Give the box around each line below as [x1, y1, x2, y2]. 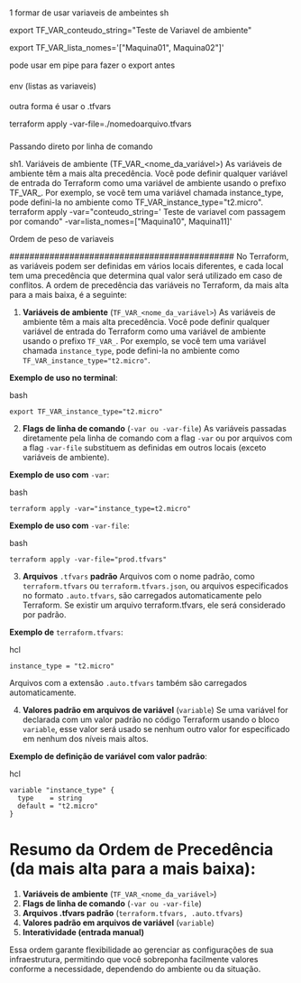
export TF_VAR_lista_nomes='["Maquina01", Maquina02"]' [9, 42, 224, 52]
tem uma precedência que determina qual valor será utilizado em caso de [9, 270, 283, 282]
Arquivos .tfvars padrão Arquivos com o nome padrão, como [22, 571, 255, 582]
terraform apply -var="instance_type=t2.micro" [9, 505, 192, 514]
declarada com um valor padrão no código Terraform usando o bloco [22, 714, 279, 725]
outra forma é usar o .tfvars [9, 101, 111, 112]
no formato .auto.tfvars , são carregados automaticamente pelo [22, 590, 262, 601]
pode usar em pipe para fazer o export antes [9, 60, 176, 70]
